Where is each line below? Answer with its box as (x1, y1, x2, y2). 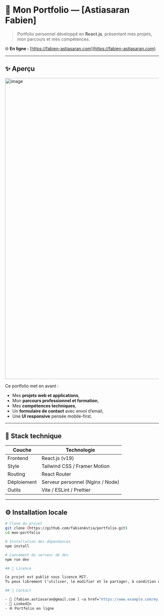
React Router (41, 470, 72, 477)
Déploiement (7, 479, 37, 485)
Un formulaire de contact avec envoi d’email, (12, 408, 104, 414)
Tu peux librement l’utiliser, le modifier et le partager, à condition (5, 579, 156, 584)
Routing (7, 470, 25, 477)
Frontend (7, 455, 28, 462)
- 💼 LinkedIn (5, 601, 32, 606)
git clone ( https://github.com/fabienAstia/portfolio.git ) (5, 526, 128, 531)
